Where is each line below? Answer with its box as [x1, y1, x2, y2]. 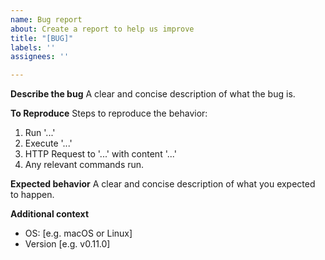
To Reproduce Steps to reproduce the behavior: [10, 107, 208, 120]
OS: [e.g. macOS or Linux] [24, 227, 133, 240]
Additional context [10, 208, 90, 220]
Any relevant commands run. [24, 159, 145, 171]
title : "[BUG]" [10, 33, 74, 43]
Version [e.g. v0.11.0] [24, 238, 111, 250]
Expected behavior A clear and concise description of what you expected [10, 178, 316, 190]
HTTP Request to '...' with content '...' [24, 148, 177, 160]
